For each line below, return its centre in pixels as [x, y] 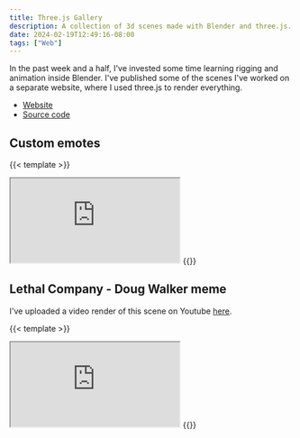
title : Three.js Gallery [56, 18]
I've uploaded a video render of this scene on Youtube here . [121, 311]
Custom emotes [55, 143]
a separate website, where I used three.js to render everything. [126, 87]
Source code [46, 114]
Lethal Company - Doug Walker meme [118, 289]
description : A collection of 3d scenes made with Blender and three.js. [151, 26]
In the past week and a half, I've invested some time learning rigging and [144, 68]
